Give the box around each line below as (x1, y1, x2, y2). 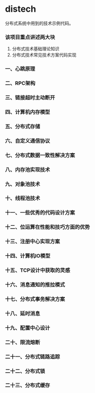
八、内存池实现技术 (5, 166, 50, 173)
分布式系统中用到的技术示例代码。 (5, 20, 74, 26)
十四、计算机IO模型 (5, 253, 51, 260)
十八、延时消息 (5, 310, 40, 317)
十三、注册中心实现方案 (5, 238, 60, 245)
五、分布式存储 (5, 123, 40, 130)
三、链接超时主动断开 (5, 94, 55, 101)
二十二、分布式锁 (5, 367, 45, 374)
